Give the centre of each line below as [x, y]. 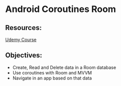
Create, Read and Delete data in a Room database [64, 67]
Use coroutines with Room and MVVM [52, 72]
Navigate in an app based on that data [52, 78]
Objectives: [24, 55]
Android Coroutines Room [61, 9]
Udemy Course [21, 39]
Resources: [23, 28]
